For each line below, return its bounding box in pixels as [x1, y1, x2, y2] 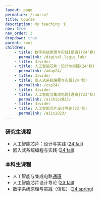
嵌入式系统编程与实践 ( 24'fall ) [12, 147, 75, 153]
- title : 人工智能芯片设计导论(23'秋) [14, 106, 87, 111]
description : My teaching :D [5, 21, 67, 27]
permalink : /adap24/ [18, 69, 62, 74]
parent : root [5, 40, 33, 45]
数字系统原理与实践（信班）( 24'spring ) [12, 186, 94, 192]
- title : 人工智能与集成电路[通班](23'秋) [14, 92, 96, 97]
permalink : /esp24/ [18, 82, 60, 87]
